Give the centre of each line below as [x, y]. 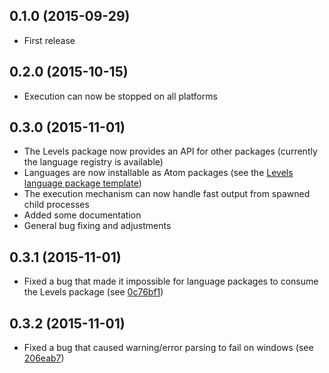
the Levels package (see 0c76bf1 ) [93, 292]
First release [49, 40]
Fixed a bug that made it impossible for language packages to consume [171, 281]
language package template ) [82, 183]
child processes [56, 205]
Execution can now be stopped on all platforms [120, 96]
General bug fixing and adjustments [97, 226]
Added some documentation [82, 215]
